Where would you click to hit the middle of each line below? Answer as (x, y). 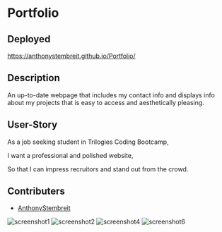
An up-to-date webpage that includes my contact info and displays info (111, 95)
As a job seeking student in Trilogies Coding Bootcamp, (88, 142)
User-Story (33, 125)
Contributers (36, 191)
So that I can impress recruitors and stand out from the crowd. (98, 169)
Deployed (29, 39)
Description (34, 78)
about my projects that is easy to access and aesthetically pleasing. (106, 102)
